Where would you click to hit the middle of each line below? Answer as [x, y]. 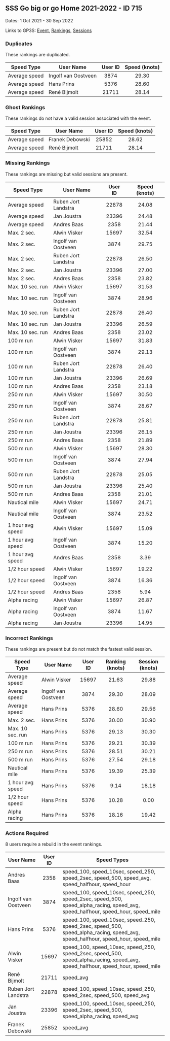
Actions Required [27, 833]
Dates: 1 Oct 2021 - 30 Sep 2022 [39, 20]
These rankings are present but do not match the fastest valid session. [79, 649]
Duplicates [19, 44]
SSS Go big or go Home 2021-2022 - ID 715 [74, 8]
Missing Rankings [28, 163]
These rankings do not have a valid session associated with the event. [78, 118]
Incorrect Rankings [29, 638]
